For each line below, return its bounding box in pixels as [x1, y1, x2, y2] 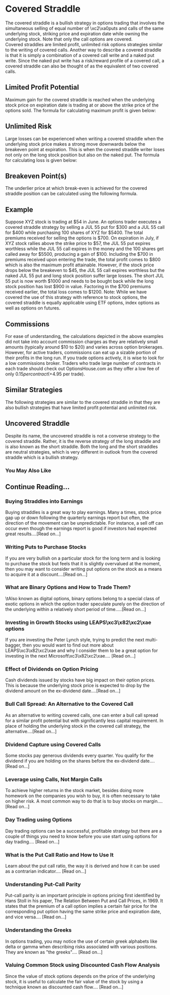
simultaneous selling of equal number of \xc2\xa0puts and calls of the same [5, 25, 164, 31]
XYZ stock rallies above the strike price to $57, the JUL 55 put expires [5, 241, 151, 247]
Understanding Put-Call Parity [5, 881, 81, 888]
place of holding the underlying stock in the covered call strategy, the [5, 723, 150, 729]
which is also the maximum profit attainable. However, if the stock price [5, 262, 154, 268]
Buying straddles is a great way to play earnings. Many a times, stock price [5, 509, 162, 516]
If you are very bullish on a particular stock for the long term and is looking [5, 555, 161, 561]
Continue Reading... [5, 483, 70, 491]
